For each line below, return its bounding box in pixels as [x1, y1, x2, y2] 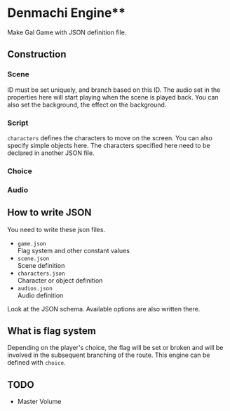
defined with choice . [7, 358, 66, 367]
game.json [17, 240, 47, 247]
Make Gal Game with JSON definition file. [7, 28, 127, 36]
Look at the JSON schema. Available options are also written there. [7, 304, 201, 313]
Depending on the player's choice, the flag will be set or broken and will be [7, 344, 224, 352]
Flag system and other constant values [17, 246, 130, 255]
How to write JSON [7, 207, 92, 219]
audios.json [17, 285, 53, 292]
